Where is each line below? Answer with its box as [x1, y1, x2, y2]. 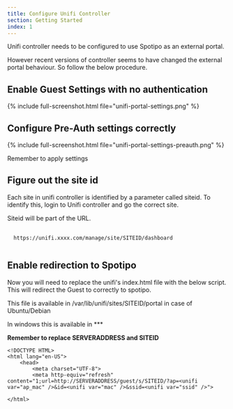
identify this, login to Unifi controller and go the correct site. [7, 200, 179, 209]
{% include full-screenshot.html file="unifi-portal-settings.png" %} [7, 102, 200, 110]
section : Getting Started [7, 17, 82, 24]
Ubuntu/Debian [7, 306, 51, 315]
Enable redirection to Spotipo [7, 260, 137, 272]
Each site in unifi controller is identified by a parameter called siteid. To [7, 193, 211, 201]
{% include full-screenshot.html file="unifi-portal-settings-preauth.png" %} [7, 141, 225, 149]
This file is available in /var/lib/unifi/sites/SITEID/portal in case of [7, 299, 193, 307]
